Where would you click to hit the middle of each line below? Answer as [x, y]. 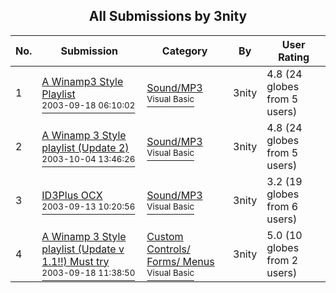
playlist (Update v [83, 249]
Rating [294, 57]
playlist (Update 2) [85, 147]
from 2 [282, 260]
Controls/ [168, 249]
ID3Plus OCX [72, 195]
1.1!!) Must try [75, 261]
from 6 [282, 206]
